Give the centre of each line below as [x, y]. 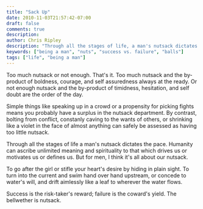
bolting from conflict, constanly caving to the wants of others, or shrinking [100, 119]
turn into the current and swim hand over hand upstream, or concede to [96, 175]
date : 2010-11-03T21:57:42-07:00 [49, 18]
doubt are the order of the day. [45, 94]
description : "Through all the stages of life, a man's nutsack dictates [102, 46]
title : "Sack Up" [28, 12]
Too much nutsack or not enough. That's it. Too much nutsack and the [94, 75]
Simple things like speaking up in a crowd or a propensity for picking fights [100, 106]
